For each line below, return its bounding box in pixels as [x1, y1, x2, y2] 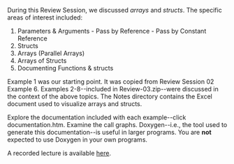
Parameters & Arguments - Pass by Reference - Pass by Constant [17, 27, 207, 35]
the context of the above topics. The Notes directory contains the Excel [7, 92, 213, 100]
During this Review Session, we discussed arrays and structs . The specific [7, 6, 222, 14]
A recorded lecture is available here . [7, 149, 112, 157]
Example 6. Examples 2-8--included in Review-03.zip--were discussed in [7, 85, 219, 93]
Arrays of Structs [17, 57, 67, 65]
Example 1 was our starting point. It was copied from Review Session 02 [7, 77, 214, 86]
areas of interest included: [7, 13, 82, 22]
